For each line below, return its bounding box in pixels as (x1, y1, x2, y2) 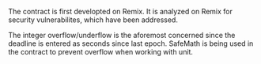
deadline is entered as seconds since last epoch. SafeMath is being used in (8, 39, 254, 48)
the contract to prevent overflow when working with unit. (8, 47, 194, 56)
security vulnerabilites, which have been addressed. (8, 15, 178, 24)
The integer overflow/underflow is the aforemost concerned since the (8, 31, 236, 40)
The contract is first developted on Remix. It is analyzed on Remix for (8, 7, 233, 16)
